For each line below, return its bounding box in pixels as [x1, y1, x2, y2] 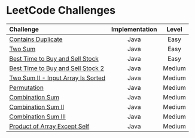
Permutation [9, 83, 44, 92]
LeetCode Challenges [6, 4, 116, 17]
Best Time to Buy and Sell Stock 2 [9, 64, 105, 72]
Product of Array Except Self [9, 122, 90, 130]
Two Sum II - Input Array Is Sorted [9, 74, 106, 82]
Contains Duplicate [9, 35, 63, 43]
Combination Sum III [9, 112, 66, 121]
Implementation [111, 25, 157, 33]
